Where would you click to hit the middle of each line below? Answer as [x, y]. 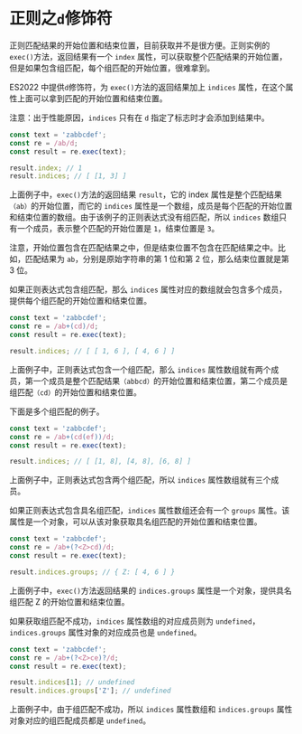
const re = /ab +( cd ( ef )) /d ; [62, 437]
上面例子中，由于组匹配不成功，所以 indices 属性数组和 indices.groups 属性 [151, 710]
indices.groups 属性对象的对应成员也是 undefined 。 [105, 632]
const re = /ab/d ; [44, 143]
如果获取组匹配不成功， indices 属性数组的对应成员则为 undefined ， [135, 621]
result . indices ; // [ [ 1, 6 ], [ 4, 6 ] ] [92, 351]
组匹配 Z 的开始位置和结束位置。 [69, 601]
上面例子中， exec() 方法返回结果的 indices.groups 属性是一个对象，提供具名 [151, 590]
